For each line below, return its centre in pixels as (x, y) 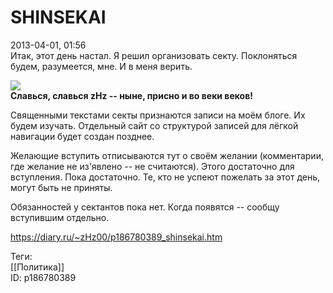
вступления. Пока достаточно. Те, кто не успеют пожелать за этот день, (165, 177)
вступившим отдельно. (60, 217)
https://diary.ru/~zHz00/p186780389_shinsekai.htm (116, 237)
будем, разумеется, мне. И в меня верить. (101, 66)
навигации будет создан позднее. (82, 136)
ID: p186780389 (43, 277)
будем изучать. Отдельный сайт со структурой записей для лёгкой (154, 125)
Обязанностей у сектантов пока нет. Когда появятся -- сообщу (145, 207)
